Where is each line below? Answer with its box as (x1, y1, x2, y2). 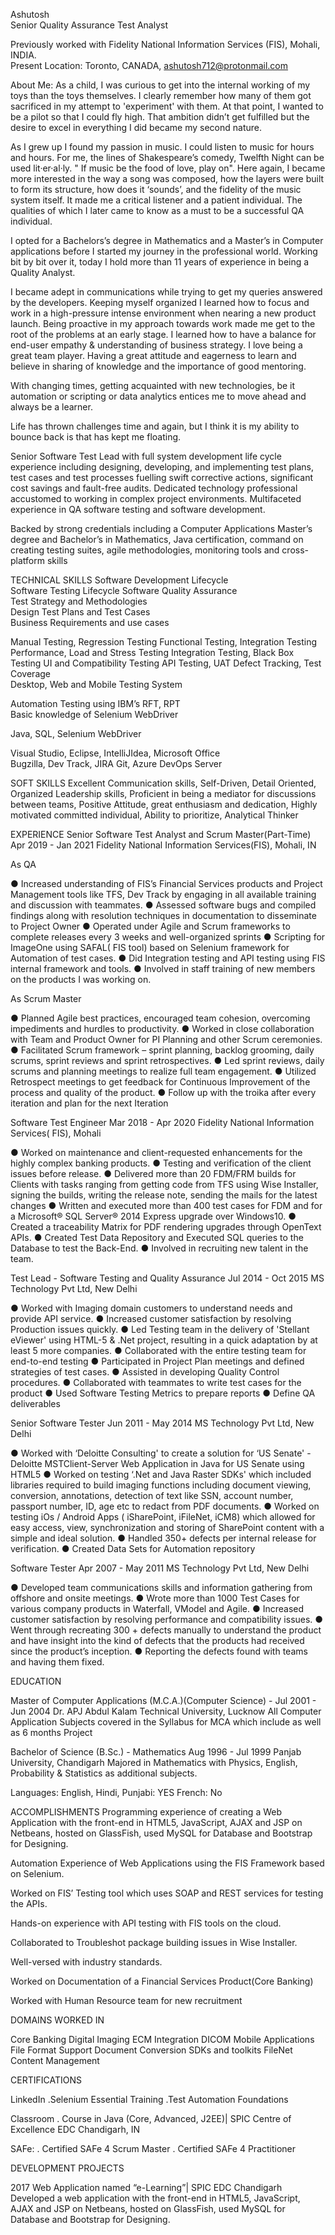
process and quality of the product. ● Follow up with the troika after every (10, 1087, 317, 1098)
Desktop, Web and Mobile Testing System (10, 679, 183, 690)
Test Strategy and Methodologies (10, 595, 148, 607)
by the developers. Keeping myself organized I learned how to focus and (10, 297, 310, 308)
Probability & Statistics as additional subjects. (10, 1767, 198, 1779)
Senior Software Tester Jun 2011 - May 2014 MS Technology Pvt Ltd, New (10, 1417, 315, 1429)
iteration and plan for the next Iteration (10, 1097, 169, 1109)
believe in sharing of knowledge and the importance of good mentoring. (10, 360, 307, 372)
